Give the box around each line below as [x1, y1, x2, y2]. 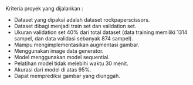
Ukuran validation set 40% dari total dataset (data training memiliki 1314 [13, 29, 188, 36]
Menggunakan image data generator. [13, 47, 104, 55]
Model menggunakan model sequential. [13, 54, 110, 60]
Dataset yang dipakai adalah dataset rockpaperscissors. [13, 16, 150, 23]
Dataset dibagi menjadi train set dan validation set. [13, 23, 137, 29]
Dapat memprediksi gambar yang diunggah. [13, 73, 121, 79]
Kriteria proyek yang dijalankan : [5, 5, 83, 12]
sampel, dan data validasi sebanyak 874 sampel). [13, 35, 133, 42]
